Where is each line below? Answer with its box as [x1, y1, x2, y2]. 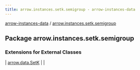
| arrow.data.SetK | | [5, 60, 45, 66]
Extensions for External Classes [5, 49, 82, 56]
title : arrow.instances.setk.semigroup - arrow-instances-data [5, 7, 136, 12]
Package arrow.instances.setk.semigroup [5, 34, 134, 42]
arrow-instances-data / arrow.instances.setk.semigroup [5, 20, 116, 26]
